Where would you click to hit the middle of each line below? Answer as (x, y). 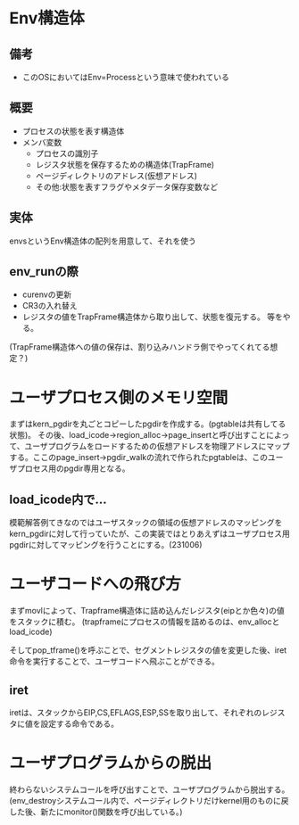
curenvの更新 (47, 294)
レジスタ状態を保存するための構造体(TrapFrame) (125, 164)
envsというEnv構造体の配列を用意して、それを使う (103, 241)
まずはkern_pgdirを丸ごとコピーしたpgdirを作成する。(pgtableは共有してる (148, 424)
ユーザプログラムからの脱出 (111, 763)
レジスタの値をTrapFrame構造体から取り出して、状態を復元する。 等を (152, 317)
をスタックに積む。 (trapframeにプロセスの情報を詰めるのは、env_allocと (145, 622)
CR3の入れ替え (50, 306)
